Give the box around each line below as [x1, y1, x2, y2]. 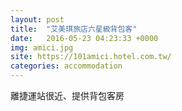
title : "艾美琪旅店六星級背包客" [10, 24, 138, 34]
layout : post [10, 14, 65, 25]
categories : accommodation [10, 61, 123, 71]
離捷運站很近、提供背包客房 [10, 90, 125, 101]
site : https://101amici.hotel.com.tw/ [10, 52, 172, 62]
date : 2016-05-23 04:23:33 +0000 [10, 33, 159, 43]
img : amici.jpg [10, 42, 74, 53]
